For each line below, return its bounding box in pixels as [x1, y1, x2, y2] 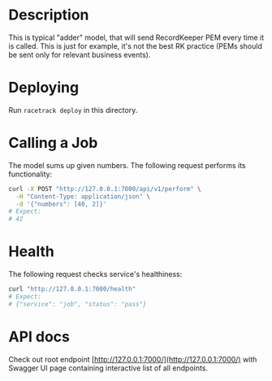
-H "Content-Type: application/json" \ [15, 193, 151, 201]
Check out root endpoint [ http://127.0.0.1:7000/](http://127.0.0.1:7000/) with [8, 354, 257, 364]
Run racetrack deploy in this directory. [8, 105, 138, 115]
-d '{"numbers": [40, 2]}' [15, 200, 107, 208]
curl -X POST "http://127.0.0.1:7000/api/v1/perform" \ [8, 184, 201, 193]
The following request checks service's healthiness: [8, 270, 183, 279]
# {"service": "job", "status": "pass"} [8, 300, 148, 308]
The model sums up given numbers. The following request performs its [8, 160, 246, 170]
